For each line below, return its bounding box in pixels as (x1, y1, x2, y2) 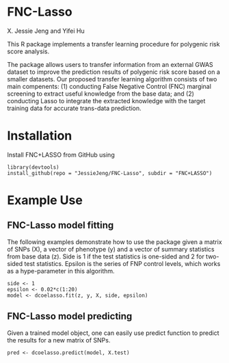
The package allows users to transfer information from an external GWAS (7, 60, 213, 68)
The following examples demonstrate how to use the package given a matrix (7, 237, 222, 246)
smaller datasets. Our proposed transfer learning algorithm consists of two (7, 75, 217, 83)
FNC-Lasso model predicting (7, 310, 133, 322)
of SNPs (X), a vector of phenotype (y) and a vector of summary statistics (7, 245, 215, 253)
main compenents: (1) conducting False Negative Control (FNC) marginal (7, 82, 212, 90)
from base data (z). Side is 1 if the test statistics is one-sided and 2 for (7, 252, 205, 260)
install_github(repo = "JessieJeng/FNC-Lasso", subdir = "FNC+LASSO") (7, 170, 213, 176)
